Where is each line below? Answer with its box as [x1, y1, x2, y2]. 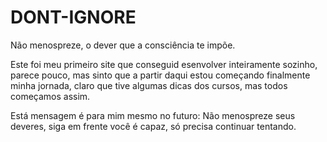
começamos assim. [10, 90, 91, 102]
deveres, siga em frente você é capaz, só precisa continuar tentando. [10, 120, 297, 132]
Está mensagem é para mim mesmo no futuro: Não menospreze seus [10, 109, 296, 121]
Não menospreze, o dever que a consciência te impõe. [10, 39, 236, 51]
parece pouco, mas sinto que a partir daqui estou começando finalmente [10, 69, 311, 81]
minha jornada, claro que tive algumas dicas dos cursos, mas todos [10, 79, 288, 91]
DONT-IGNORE [10, 6, 137, 29]
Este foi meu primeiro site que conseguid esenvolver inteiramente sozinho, [10, 58, 318, 70]
